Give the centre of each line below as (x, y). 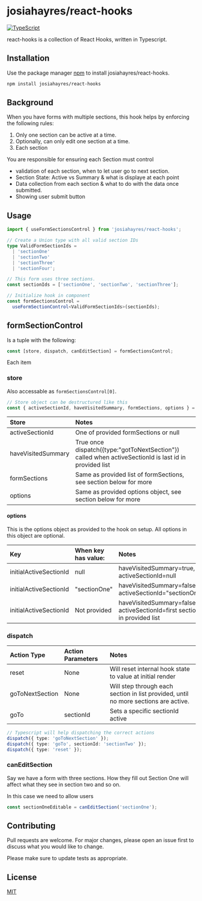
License (22, 877)
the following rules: (31, 123)
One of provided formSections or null (127, 432)
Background (30, 103)
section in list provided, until (149, 693)
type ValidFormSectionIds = (42, 246)
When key (89, 550)
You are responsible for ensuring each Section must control (80, 159)
